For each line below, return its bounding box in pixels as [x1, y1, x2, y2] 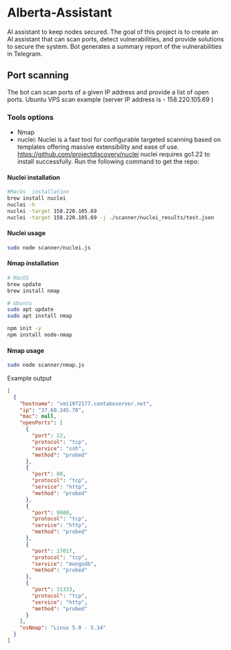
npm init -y [7, 325, 41, 332]
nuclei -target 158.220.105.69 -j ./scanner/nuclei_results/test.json [7, 214, 214, 221]
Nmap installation [7, 259, 59, 267]
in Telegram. [7, 50, 43, 58]
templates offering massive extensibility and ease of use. [17, 143, 179, 151]
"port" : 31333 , [32, 586, 76, 593]
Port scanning [7, 70, 69, 81]
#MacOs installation [7, 188, 70, 196]
